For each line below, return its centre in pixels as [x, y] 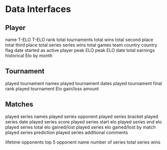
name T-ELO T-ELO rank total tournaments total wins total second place [79, 39]
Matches [19, 104]
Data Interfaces [38, 9]
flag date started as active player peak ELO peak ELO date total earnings [80, 50]
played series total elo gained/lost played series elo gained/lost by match [81, 127]
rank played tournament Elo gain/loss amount [52, 88]
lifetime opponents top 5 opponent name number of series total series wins [83, 142]
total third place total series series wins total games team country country [81, 45]
